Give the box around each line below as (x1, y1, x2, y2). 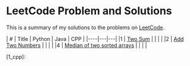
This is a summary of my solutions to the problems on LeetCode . (6, 24, 165, 31)
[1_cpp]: (6, 53, 26, 60)
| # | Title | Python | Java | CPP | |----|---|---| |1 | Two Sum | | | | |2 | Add (6, 35, 184, 42)
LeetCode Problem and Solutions (6, 4, 173, 18)
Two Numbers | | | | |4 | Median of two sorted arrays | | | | (6, 42, 147, 49)
